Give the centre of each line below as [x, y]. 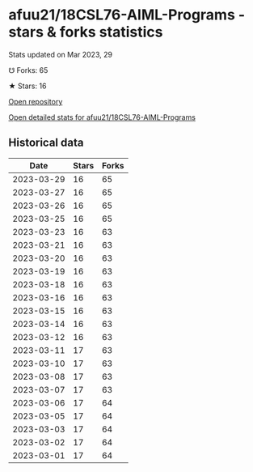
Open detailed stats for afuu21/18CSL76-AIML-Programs [102, 117]
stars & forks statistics [86, 32]
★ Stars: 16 [27, 86]
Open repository [36, 101]
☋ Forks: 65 [28, 70]
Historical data [46, 143]
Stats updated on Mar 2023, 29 [61, 54]
